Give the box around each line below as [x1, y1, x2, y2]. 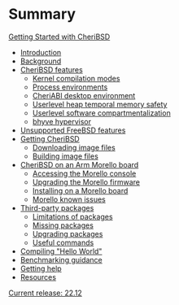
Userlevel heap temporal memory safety [32, 99, 168, 109]
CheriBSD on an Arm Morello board [20, 159, 139, 169]
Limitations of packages [32, 211, 113, 221]
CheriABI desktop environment [32, 90, 136, 100]
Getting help [20, 264, 63, 273]
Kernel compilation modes [32, 73, 120, 83]
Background [20, 56, 62, 66]
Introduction [20, 47, 62, 57]
